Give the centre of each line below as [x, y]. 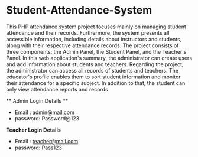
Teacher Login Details [33, 130]
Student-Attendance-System [79, 10]
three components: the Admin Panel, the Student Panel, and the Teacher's [96, 51]
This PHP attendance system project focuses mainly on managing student [96, 27]
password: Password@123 [47, 118]
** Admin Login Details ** [37, 100]
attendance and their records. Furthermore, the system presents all [88, 32]
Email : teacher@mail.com [46, 141]
